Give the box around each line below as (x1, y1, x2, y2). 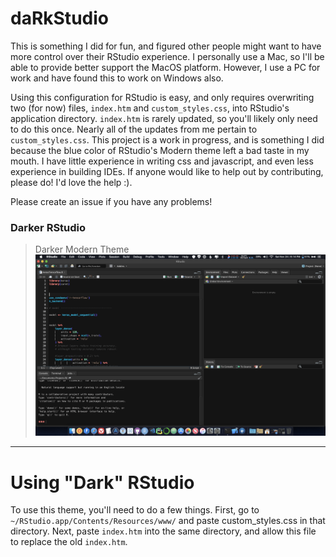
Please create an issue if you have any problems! (10, 195, 213, 207)
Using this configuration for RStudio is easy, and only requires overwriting (10, 91, 315, 103)
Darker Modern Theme (34, 243, 130, 256)
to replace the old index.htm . (10, 536, 128, 548)
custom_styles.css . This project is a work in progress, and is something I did (10, 133, 325, 146)
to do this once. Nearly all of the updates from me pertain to (10, 123, 258, 135)
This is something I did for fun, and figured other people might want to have (10, 40, 322, 52)
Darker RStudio (10, 220, 87, 234)
